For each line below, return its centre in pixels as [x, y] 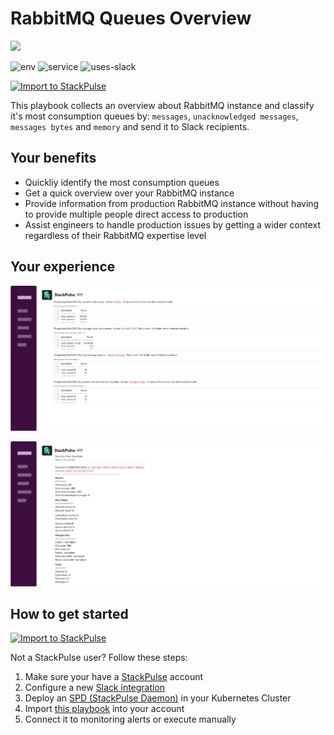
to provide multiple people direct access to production [136, 214]
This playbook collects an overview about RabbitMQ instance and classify [162, 105]
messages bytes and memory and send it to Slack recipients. [130, 126]
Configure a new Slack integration [95, 688]
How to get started [69, 614]
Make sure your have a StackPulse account [114, 677]
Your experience [63, 267]
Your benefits [53, 158]
